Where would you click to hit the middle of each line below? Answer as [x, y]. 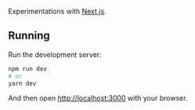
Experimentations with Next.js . [58, 11]
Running [29, 35]
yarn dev [22, 83]
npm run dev [27, 69]
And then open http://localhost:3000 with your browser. [98, 98]
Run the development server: [55, 55]
